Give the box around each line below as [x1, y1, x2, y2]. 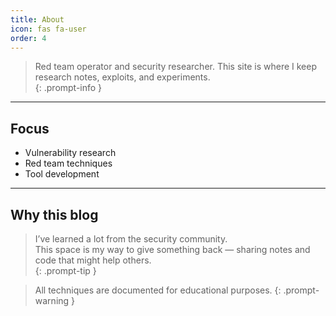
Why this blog [10, 206, 99, 223]
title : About [10, 14, 65, 25]
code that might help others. [34, 254, 152, 266]
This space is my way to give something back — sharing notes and [34, 244, 311, 255]
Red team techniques [24, 157, 113, 170]
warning [34, 295, 70, 306]
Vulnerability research [24, 147, 117, 159]
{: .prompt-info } [34, 82, 103, 94]
